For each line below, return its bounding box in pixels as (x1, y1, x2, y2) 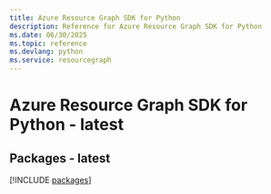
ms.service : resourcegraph (9, 56, 112, 65)
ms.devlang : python (9, 47, 84, 56)
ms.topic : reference (9, 38, 88, 48)
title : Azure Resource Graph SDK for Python (9, 13, 181, 23)
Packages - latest (9, 150, 111, 166)
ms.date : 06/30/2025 (9, 30, 88, 39)
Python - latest (9, 115, 125, 135)
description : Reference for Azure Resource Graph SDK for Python (9, 22, 262, 31)
